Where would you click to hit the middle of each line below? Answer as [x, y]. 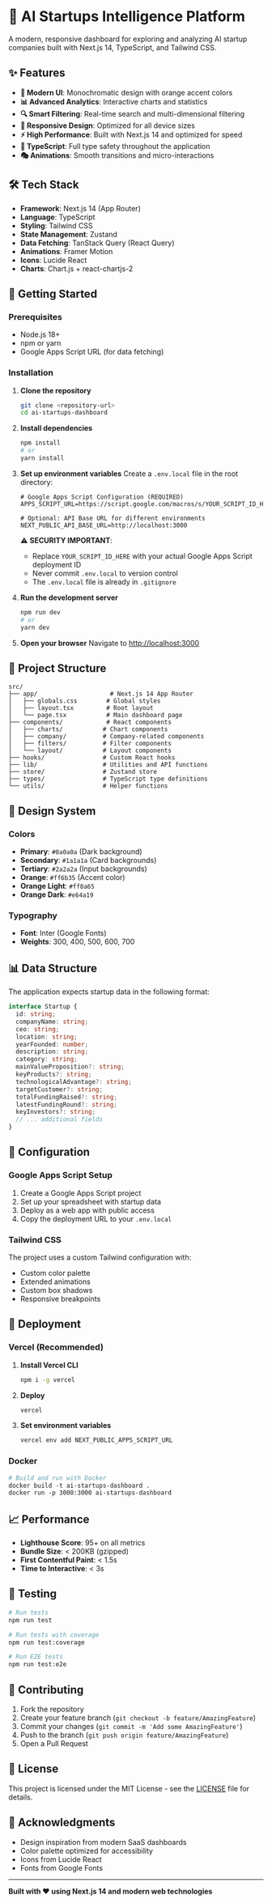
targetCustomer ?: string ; [59, 1089]
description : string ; [52, 1052]
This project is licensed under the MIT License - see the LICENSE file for [129, 1788]
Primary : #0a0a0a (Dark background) [81, 852]
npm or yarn [40, 343]
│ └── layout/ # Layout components [90, 751]
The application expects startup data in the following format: [109, 992]
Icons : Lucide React [53, 260]
